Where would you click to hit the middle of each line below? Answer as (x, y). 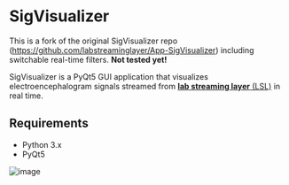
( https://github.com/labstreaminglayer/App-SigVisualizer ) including (132, 50)
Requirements (49, 123)
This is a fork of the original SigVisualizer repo (94, 41)
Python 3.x (42, 144)
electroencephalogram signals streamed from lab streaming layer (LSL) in (145, 86)
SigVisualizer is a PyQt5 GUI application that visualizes (109, 76)
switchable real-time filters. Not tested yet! (88, 59)
